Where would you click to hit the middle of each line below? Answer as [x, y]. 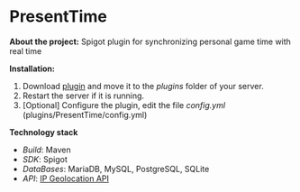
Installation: [32, 69]
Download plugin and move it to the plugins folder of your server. [143, 86]
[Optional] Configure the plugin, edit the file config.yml [124, 105]
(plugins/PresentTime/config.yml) [85, 114]
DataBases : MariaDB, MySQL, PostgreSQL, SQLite [116, 169]
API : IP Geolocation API [66, 178]
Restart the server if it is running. [83, 96]
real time [26, 50]
